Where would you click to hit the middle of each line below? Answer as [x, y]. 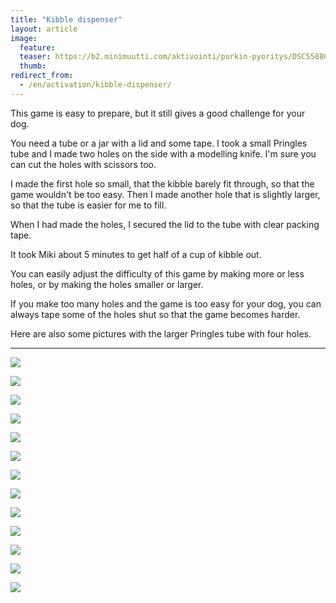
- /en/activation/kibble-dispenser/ [95, 85]
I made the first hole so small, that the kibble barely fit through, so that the [162, 183]
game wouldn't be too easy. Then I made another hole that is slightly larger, [165, 194]
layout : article [44, 29]
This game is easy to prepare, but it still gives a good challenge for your [158, 113]
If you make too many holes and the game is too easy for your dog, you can [166, 303]
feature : [37, 47]
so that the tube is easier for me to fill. [88, 205]
